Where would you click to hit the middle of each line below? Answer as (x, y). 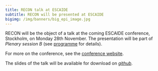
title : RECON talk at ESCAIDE (37, 10)
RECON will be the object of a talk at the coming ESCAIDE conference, (77, 33)
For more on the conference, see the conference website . (64, 53)
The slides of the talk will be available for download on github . (69, 63)
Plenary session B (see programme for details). (54, 44)
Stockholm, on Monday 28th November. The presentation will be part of (79, 38)
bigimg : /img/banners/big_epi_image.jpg (48, 19)
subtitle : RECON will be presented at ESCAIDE (54, 14)
